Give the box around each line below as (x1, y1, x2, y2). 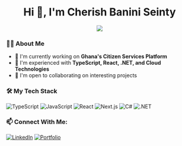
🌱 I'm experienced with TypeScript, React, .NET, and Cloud (14, 59, 161, 66)
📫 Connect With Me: (6, 118, 68, 126)
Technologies (14, 65, 49, 73)
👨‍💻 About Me (6, 39, 44, 47)
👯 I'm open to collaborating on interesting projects (14, 72, 138, 79)
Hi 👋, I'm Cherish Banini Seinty (23, 5, 176, 19)
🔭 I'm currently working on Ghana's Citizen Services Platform (14, 53, 168, 60)
